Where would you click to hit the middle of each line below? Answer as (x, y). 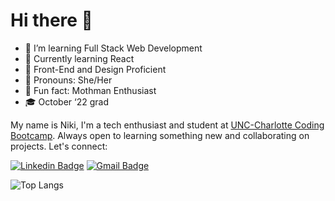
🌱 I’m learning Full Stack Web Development (113, 48)
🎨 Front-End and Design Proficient (95, 69)
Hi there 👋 (51, 20)
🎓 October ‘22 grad (66, 101)
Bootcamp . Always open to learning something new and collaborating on (160, 135)
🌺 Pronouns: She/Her (68, 80)
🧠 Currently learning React (79, 58)
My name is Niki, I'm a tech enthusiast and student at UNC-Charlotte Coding (167, 125)
